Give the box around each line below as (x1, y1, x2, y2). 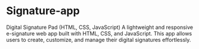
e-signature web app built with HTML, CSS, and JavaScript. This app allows (6, 30, 192, 37)
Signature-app (6, 4, 80, 18)
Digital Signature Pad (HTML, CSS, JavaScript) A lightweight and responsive (6, 24, 194, 31)
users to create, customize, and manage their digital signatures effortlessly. (6, 36, 191, 43)
